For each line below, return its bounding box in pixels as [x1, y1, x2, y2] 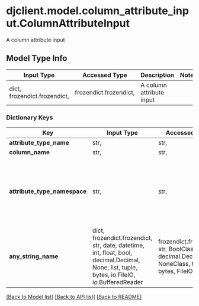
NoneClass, [158, 260, 191, 268]
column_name [9, 148, 50, 157]
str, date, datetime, [92, 241, 145, 249]
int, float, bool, [92, 249, 132, 257]
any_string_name [9, 252, 59, 261]
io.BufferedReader [92, 278, 143, 287]
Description [140, 71, 175, 79]
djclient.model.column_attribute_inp [6, 4, 190, 18]
